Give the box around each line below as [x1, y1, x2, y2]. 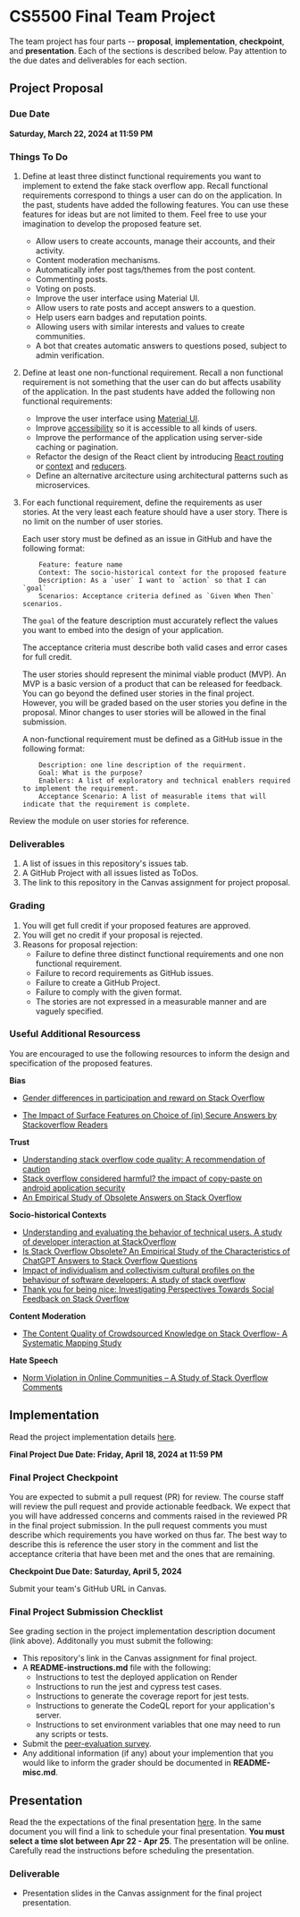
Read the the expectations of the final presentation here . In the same [9, 1817, 262, 1827]
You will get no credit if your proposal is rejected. [21, 929, 204, 940]
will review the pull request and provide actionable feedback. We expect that [9, 1501, 291, 1511]
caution [21, 1163, 51, 1174]
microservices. [35, 479, 91, 490]
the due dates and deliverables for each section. [9, 55, 187, 65]
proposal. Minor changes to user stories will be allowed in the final [21, 706, 266, 717]
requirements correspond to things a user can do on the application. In [21, 190, 283, 201]
